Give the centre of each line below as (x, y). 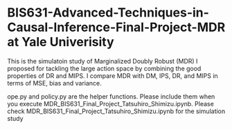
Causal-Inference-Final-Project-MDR (116, 27)
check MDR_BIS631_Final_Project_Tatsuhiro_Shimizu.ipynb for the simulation (116, 111)
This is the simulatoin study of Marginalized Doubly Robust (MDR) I (102, 61)
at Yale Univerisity (61, 42)
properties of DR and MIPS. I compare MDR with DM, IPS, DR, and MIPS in (113, 76)
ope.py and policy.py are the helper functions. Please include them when (111, 96)
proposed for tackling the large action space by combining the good (104, 68)
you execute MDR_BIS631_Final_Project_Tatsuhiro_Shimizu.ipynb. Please (111, 103)
